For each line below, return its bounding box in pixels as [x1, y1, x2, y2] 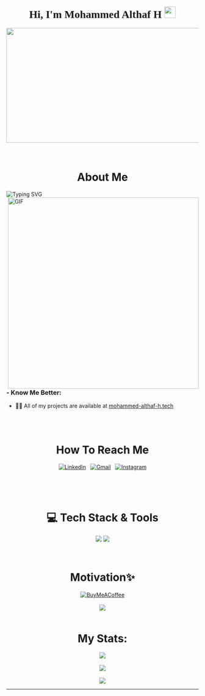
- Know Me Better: [6, 388, 62, 397]
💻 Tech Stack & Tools [46, 511, 159, 525]
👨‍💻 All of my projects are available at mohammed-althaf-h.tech [15, 402, 174, 410]
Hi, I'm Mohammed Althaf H [29, 8, 162, 21]
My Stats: [77, 632, 128, 646]
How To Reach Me [56, 443, 149, 457]
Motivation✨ [70, 571, 135, 585]
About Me [77, 170, 128, 184]
